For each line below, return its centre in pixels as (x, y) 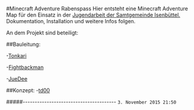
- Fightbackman (25, 67)
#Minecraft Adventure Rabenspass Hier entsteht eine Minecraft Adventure (97, 9)
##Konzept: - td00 (28, 90)
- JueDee (17, 79)
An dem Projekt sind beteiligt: (42, 33)
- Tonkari (16, 56)
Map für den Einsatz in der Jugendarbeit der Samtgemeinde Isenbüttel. (93, 15)
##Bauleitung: (23, 44)
